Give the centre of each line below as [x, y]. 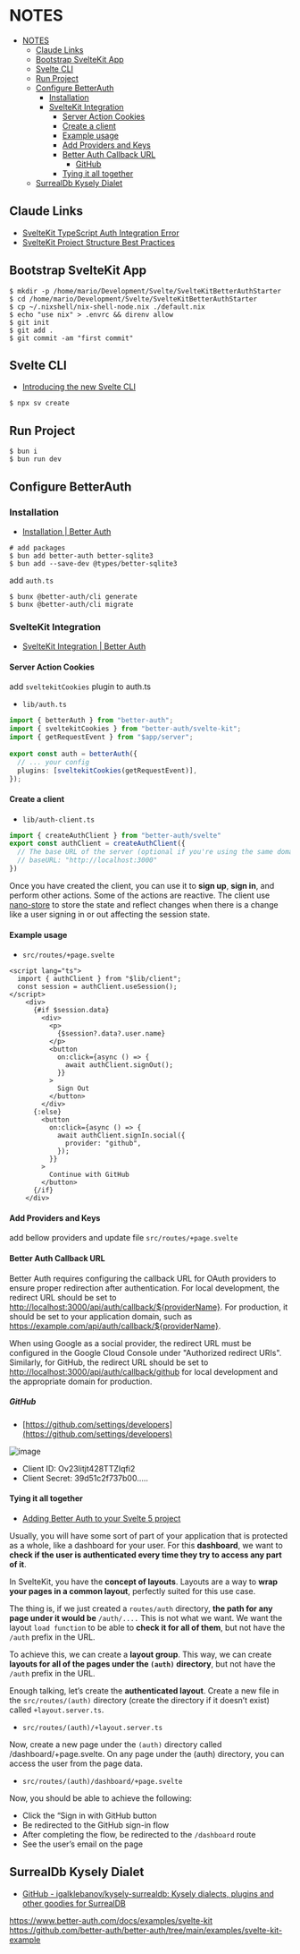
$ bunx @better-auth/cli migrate [71, 604]
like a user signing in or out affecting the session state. [110, 914]
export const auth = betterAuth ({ [74, 754]
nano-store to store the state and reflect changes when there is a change [144, 904]
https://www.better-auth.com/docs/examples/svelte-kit [111, 1920]
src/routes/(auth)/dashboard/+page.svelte [102, 1781]
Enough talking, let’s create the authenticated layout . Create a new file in [144, 1690]
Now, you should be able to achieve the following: [100, 1798]
